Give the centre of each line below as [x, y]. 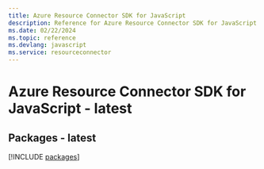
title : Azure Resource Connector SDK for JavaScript [97, 15]
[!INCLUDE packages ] [44, 157]
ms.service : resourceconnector [60, 52]
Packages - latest [52, 138]
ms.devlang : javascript [48, 45]
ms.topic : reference [42, 38]
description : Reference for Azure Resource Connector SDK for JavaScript [133, 23]
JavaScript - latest [70, 109]
